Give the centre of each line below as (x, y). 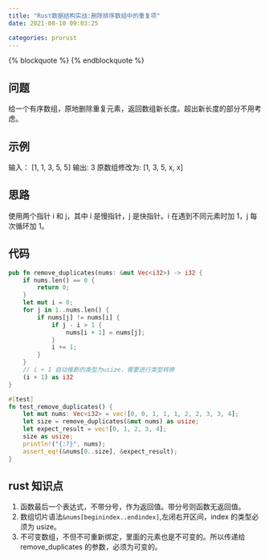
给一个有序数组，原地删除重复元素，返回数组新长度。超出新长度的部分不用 (131, 108)
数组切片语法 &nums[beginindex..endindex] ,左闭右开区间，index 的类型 (136, 517)
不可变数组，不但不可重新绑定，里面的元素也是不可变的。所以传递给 (132, 537)
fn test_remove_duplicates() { (61, 406)
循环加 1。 (32, 226)
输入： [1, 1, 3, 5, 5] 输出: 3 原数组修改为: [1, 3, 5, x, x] (96, 167)
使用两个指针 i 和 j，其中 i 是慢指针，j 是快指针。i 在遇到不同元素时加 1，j (128, 216)
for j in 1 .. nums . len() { (66, 310)
